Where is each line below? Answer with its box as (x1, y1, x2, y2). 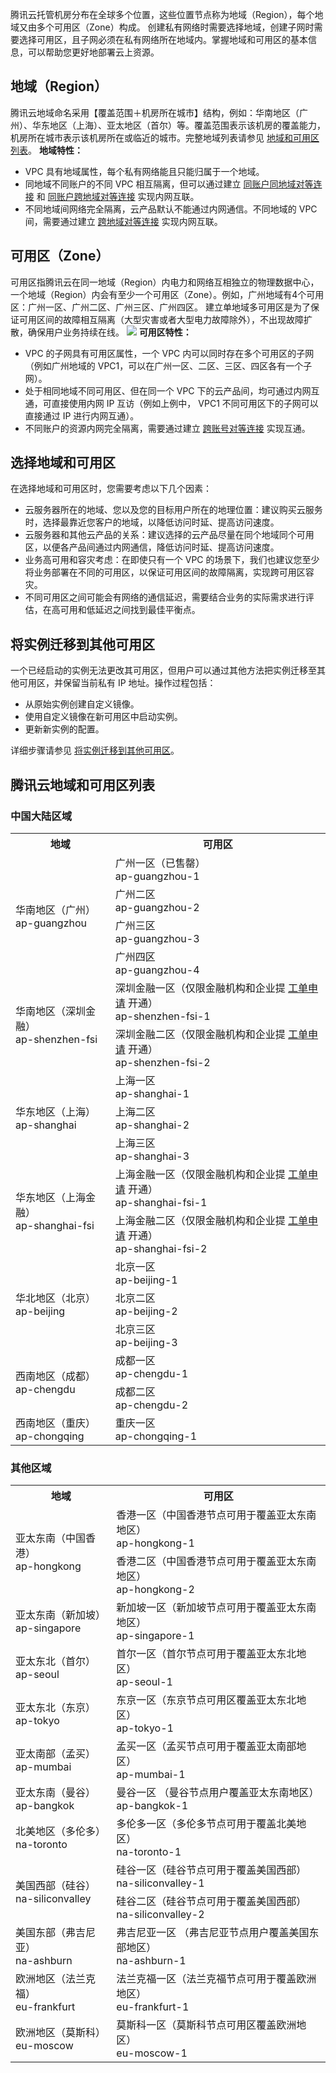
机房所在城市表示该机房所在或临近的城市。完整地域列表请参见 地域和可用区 (10, 131, 320, 143)
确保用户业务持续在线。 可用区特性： (27, 326, 192, 338)
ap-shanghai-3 (114, 1149, 190, 1163)
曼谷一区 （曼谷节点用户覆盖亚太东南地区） (116, 1786, 320, 1800)
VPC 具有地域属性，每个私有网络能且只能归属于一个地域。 (24, 165, 265, 177)
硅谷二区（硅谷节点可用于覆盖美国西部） (116, 1894, 307, 1908)
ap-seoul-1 (116, 1675, 173, 1689)
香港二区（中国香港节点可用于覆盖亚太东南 (116, 1554, 317, 1568)
